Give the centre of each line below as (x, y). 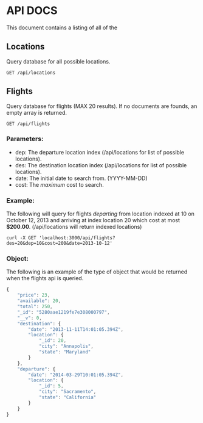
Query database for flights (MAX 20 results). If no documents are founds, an (102, 106)
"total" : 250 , (35, 307)
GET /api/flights (28, 124)
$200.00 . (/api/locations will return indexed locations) (74, 227)
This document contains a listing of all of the (62, 27)
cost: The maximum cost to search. (60, 184)
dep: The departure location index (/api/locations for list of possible (99, 152)
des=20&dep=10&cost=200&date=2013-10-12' (60, 244)
